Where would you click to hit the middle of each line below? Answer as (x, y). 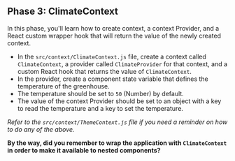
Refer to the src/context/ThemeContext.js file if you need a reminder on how (117, 122)
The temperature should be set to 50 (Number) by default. (100, 93)
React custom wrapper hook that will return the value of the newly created (114, 36)
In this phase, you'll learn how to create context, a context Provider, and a (113, 28)
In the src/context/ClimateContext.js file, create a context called (112, 56)
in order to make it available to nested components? (84, 150)
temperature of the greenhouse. (63, 86)
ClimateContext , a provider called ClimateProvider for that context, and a (122, 64)
